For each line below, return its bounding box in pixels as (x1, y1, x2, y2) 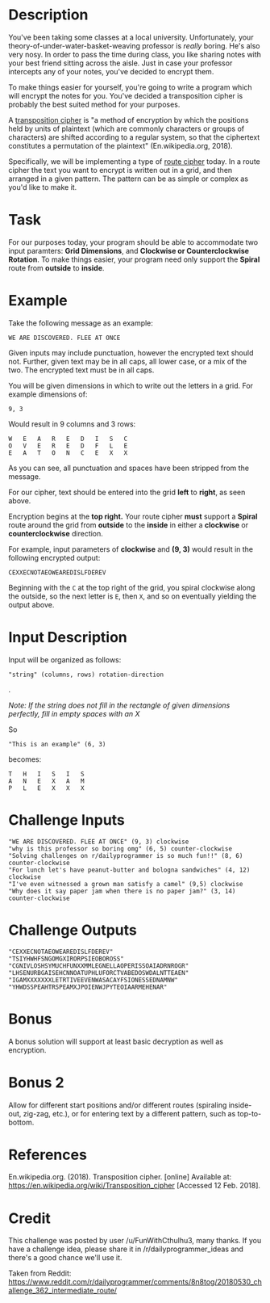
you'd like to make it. (8, 182, 77, 191)
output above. (8, 599, 55, 609)
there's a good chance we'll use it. (8, 1253, 123, 1263)
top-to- (237, 1108, 262, 1118)
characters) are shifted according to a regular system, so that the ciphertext (8, 132, 260, 142)
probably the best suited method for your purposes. (8, 99, 181, 109)
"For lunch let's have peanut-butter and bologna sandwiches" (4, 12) (8, 866, 251, 874)
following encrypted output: (8, 553, 101, 562)
